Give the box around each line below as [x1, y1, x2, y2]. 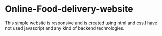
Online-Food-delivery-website [5, 3, 133, 15]
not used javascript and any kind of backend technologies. [5, 25, 125, 31]
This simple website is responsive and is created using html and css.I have [5, 20, 158, 26]
